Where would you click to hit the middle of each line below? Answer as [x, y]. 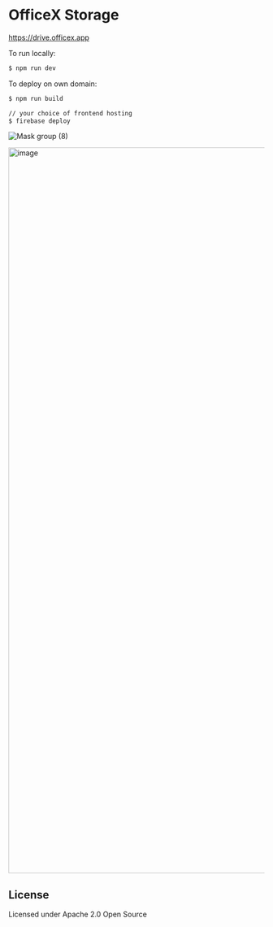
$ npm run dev [32, 68]
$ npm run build [36, 98]
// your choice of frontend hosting [70, 113]
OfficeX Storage [64, 15]
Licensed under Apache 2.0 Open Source [78, 914]
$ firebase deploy [39, 121]
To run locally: [32, 53]
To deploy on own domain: [53, 84]
